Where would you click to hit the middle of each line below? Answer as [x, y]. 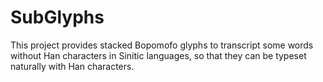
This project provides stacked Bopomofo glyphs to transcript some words [162, 45]
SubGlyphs [57, 17]
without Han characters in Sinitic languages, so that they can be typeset [158, 55]
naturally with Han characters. [72, 66]
